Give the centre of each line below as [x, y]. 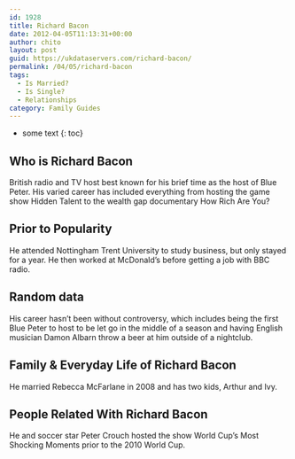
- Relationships [47, 100]
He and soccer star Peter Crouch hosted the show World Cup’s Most [134, 436]
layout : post [33, 51]
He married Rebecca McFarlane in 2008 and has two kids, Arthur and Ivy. [143, 386]
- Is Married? [43, 83]
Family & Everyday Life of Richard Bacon [123, 366]
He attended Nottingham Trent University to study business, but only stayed [148, 250]
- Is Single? [41, 91]
